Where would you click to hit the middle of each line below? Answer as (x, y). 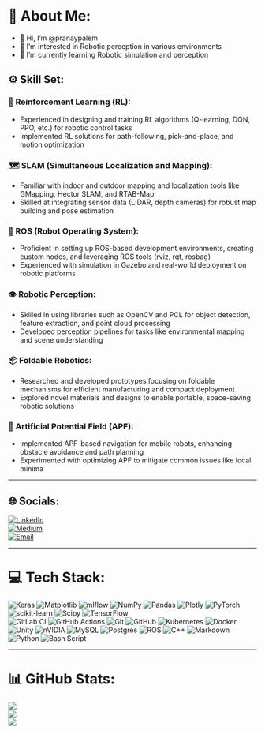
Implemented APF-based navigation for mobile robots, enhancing (126, 444)
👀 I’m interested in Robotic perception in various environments (121, 46)
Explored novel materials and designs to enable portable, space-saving (135, 397)
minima (32, 469)
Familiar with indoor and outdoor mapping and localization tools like (129, 185)
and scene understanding (61, 339)
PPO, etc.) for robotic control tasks (76, 127)
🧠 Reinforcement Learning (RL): (70, 102)
